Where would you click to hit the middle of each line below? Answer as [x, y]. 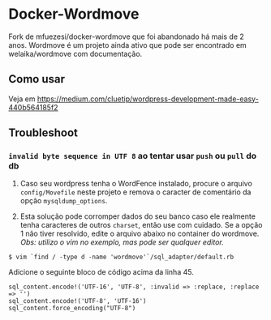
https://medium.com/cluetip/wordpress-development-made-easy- [148, 99]
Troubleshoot [43, 133]
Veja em [22, 99]
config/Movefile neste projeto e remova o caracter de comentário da [135, 192]
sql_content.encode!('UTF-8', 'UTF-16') [78, 301]
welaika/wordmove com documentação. [75, 53]
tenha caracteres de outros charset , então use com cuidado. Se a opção [141, 225]
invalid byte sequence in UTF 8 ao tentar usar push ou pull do [133, 156]
